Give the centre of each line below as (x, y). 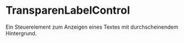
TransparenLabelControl (68, 10)
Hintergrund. (21, 33)
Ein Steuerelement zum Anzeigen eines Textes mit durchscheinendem (92, 27)
